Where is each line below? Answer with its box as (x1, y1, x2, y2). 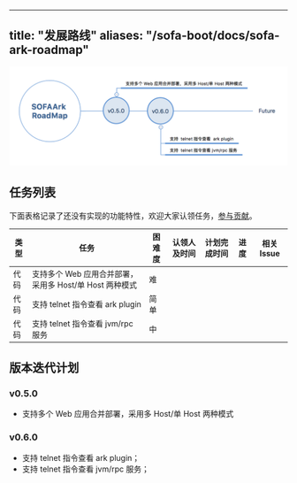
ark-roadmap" (9, 42, 90, 57)
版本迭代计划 (9, 360, 80, 375)
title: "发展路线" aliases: (9, 28, 144, 43)
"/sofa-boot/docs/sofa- (145, 28, 280, 43)
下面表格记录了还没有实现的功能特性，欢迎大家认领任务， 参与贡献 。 (9, 210, 257, 221)
